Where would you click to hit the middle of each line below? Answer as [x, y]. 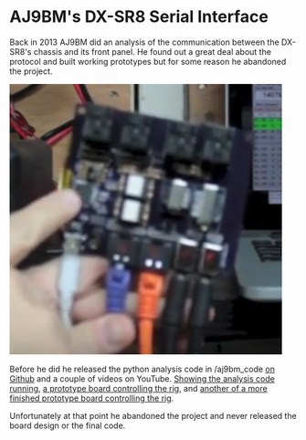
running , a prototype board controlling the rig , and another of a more [138, 388]
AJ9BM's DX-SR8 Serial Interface [139, 17]
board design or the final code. [68, 425]
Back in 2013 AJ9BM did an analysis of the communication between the [145, 42]
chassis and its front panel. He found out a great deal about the [153, 51]
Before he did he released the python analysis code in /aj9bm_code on [142, 369]
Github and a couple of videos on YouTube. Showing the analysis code [142, 378]
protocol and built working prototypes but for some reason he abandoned [148, 61]
